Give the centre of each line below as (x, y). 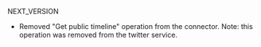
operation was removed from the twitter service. (98, 35)
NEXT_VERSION (33, 11)
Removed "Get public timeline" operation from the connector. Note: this (136, 26)
